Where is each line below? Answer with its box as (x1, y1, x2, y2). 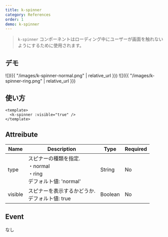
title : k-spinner (5, 7, 42, 13)
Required (124, 145, 147, 152)
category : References (5, 12, 51, 17)
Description (47, 145, 76, 152)
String (100, 166, 115, 173)
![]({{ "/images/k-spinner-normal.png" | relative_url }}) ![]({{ (5, 73, 129, 79)
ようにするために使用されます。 (17, 43, 85, 49)
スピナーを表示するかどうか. (28, 187, 96, 194)
